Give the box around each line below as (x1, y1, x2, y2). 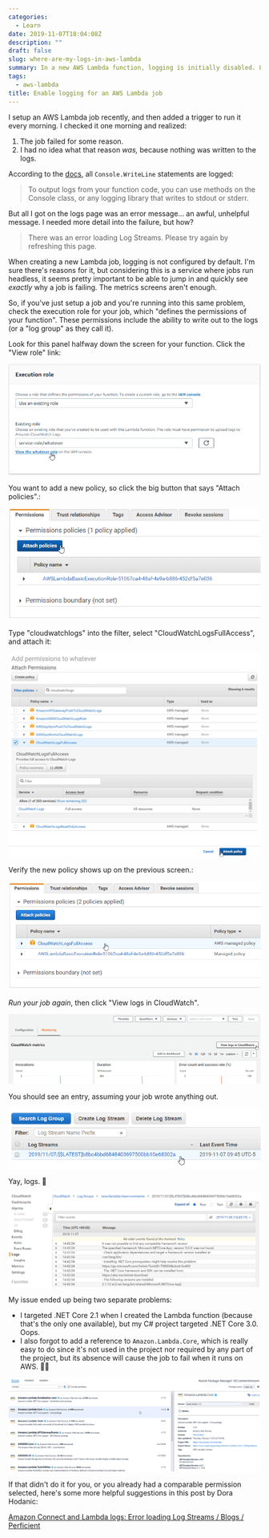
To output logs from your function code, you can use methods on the (27, 185, 256, 194)
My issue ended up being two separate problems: (8, 1295, 172, 1304)
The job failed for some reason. (19, 136, 124, 146)
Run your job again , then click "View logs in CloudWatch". (8, 998, 199, 1007)
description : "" (8, 39, 62, 47)
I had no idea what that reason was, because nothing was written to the (19, 144, 256, 154)
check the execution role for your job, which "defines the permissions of (8, 306, 247, 316)
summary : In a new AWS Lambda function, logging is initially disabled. (8, 64, 256, 72)
